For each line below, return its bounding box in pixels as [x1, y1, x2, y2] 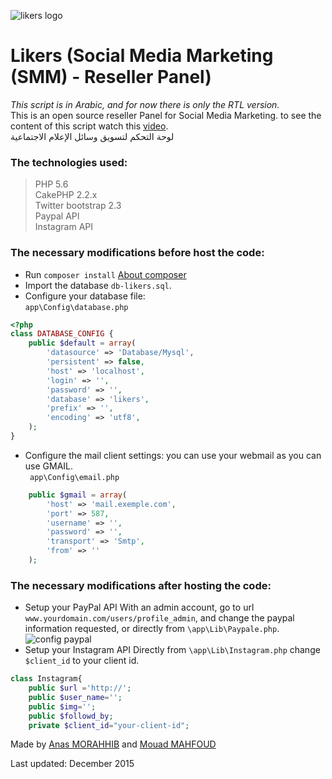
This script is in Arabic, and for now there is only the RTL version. [10, 98, 280, 110]
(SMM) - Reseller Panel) [10, 66, 212, 89]
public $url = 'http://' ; [28, 683, 132, 694]
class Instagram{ [10, 674, 83, 684]
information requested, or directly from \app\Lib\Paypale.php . [24, 623, 280, 635]
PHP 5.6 [34, 178, 69, 190]
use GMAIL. [24, 460, 74, 472]
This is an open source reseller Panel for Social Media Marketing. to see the [10, 109, 322, 121]
